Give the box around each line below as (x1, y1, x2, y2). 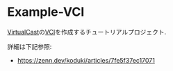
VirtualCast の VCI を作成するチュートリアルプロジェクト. (7, 28, 167, 36)
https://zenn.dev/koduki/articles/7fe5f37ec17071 (17, 56, 155, 64)
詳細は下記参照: (7, 42, 52, 50)
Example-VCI (7, 4, 85, 20)
